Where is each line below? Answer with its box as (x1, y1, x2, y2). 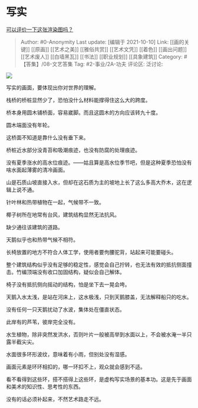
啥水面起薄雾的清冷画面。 (6, 166, 68, 173)
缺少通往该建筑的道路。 (6, 223, 63, 230)
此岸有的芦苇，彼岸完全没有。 (6, 318, 78, 325)
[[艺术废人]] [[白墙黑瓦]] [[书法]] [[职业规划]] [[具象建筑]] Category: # (20, 53, 187, 60)
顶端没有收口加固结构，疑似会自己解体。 (26, 268, 125, 275)
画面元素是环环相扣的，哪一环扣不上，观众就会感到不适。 (6, 363, 146, 370)
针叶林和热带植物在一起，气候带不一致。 (6, 198, 104, 206)
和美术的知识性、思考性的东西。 (6, 383, 84, 390)
